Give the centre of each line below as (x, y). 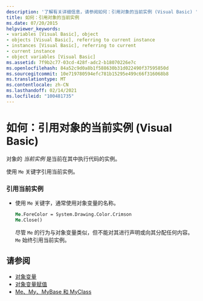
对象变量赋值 (31, 284)
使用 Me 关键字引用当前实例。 (42, 171)
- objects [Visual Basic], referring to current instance (81, 40)
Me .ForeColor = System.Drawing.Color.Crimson (73, 214)
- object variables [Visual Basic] (51, 57)
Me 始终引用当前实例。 (43, 240)
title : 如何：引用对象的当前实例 (43, 18)
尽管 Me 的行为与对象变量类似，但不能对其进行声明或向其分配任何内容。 (104, 232)
